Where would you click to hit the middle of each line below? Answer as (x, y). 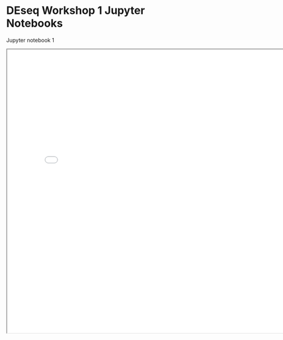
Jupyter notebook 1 (30, 40)
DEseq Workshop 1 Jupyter (76, 11)
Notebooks (35, 23)
